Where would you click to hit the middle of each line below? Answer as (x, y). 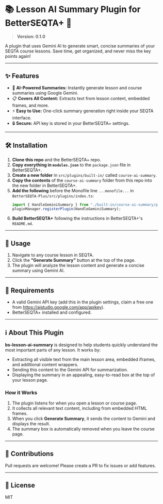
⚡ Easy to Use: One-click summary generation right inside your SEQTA (83, 111)
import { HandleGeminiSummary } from (50, 204)
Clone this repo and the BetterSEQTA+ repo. (57, 160)
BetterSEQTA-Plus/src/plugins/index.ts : (53, 196)
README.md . (23, 223)
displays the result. (31, 424)
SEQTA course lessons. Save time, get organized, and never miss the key (78, 51)
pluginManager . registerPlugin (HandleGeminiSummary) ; (66, 209)
